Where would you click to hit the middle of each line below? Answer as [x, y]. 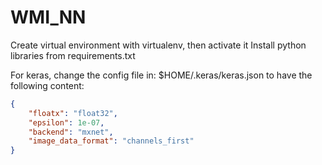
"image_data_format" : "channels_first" [111, 141]
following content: [47, 85]
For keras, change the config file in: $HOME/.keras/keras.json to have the [161, 75]
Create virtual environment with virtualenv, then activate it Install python [158, 45]
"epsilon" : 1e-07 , [66, 122]
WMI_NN [48, 17]
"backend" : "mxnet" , [71, 132]
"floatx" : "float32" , [73, 113]
